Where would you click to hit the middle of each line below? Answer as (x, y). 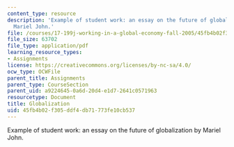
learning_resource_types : (45, 53)
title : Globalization (39, 104)
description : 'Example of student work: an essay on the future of (107, 20)
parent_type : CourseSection (48, 85)
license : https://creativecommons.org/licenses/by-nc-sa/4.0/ (99, 65)
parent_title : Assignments (46, 78)
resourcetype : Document (42, 98)
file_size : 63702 (32, 40)
